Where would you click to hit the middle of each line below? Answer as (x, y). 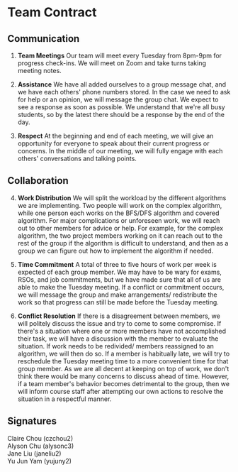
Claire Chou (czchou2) (40, 438)
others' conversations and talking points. (77, 158)
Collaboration (38, 181)
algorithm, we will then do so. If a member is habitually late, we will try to (124, 353)
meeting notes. (39, 71)
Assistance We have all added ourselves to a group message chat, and (122, 84)
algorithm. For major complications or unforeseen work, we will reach (119, 220)
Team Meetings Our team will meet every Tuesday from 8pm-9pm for (119, 55)
